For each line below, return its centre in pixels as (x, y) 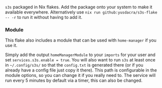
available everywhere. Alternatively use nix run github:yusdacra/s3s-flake (81, 12)
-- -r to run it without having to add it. (44, 17)
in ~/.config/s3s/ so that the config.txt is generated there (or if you (74, 65)
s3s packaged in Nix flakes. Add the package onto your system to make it (79, 7)
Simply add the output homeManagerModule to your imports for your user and (80, 55)
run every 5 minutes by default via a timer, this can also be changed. (74, 81)
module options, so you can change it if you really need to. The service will (81, 75)
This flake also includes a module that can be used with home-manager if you (81, 40)
